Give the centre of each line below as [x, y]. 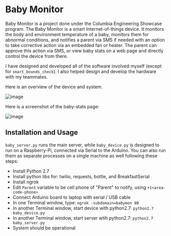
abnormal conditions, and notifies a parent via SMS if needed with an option [85, 40]
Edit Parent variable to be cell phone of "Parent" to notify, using [79, 187]
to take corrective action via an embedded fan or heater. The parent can [81, 45]
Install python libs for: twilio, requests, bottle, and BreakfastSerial [81, 176]
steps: [12, 161]
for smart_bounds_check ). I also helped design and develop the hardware [81, 71]
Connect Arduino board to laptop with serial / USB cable [72, 197]
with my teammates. [27, 77]
